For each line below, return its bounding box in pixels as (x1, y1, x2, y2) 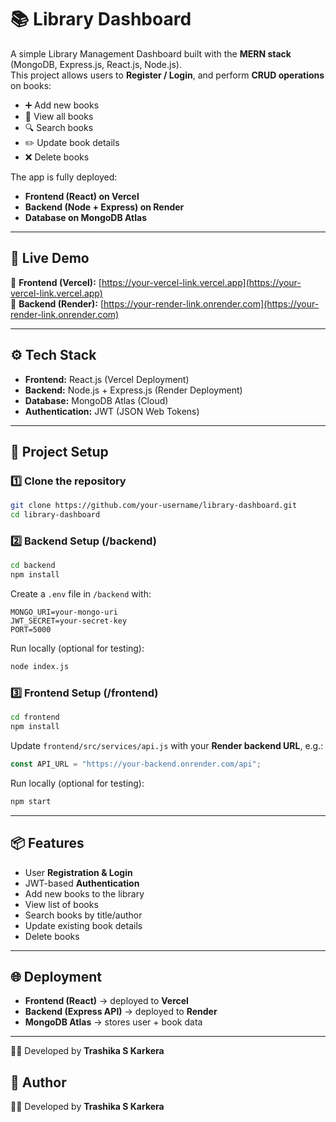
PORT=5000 (10, 625, 52, 635)
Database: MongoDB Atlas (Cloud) (24, 394, 169, 406)
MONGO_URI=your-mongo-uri (10, 607, 118, 618)
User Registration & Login (24, 866, 133, 878)
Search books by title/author (24, 909, 143, 921)
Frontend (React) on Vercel (24, 190, 140, 202)
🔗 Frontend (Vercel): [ (10, 276, 102, 288)
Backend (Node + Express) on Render (24, 201, 185, 213)
